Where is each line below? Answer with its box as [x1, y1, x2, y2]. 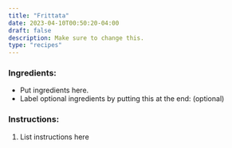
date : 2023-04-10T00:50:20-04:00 [8, 19, 120, 27]
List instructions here [19, 132, 89, 142]
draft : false [8, 26, 52, 34]
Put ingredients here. [19, 85, 89, 95]
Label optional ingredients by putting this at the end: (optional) [19, 94, 225, 103]
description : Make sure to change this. [8, 33, 145, 42]
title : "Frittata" [8, 11, 69, 20]
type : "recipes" [8, 41, 62, 49]
